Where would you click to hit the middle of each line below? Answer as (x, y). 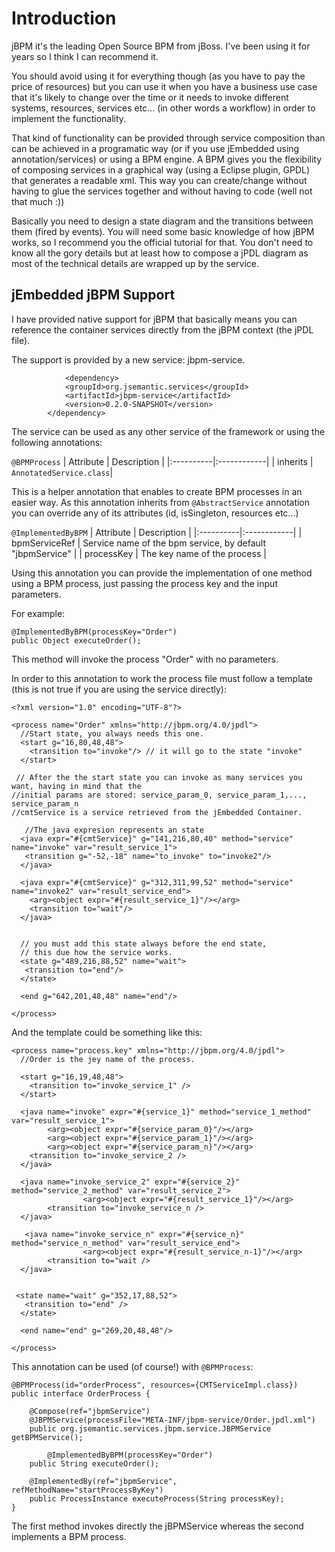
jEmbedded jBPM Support (93, 295)
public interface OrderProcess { (81, 1393)
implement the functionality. (69, 118)
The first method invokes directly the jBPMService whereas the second (157, 1526)
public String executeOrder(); (94, 1463)
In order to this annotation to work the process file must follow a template (162, 678)
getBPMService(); (47, 1437)
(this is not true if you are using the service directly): (119, 689)
